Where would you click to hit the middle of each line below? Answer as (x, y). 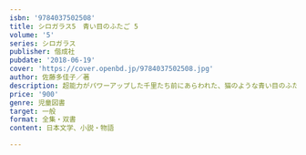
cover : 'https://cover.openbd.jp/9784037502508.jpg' (112, 69)
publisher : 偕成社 (42, 52)
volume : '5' (32, 35)
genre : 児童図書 (37, 103)
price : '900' (34, 94)
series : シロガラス (43, 43)
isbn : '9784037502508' (52, 18)
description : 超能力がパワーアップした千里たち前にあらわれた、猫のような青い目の (148, 86)
